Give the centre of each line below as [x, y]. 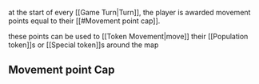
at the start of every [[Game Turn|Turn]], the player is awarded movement [129, 12]
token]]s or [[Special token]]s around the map [84, 45]
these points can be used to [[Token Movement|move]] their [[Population [128, 36]
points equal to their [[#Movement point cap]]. [84, 21]
